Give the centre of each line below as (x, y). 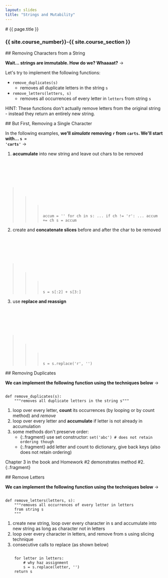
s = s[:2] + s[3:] (62, 292)
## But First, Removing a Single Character (49, 123)
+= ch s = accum (60, 220)
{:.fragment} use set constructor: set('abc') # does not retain (86, 437)
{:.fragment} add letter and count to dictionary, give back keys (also (90, 447)
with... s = (16, 138)
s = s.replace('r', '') (67, 363)
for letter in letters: (39, 558)
